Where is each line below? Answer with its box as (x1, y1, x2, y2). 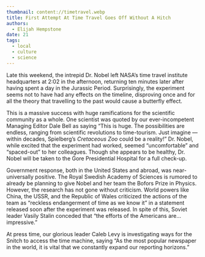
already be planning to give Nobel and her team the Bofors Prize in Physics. (6, 179, 197, 187)
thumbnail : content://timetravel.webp (6, 9, 105, 15)
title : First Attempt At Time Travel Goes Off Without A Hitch (6, 15, 171, 21)
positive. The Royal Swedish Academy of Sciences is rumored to (34, 173, 198, 181)
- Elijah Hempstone (12, 26, 62, 32)
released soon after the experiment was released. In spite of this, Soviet (6, 206, 188, 213)
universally (6, 173, 34, 181)
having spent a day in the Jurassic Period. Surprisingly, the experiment (6, 84, 185, 92)
